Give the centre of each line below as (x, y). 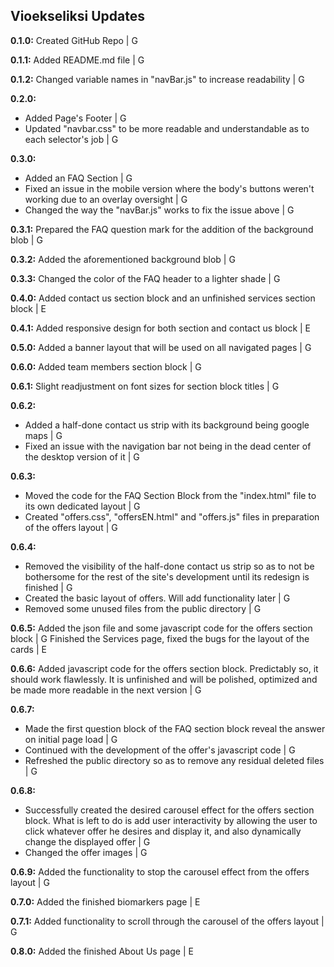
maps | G (43, 435)
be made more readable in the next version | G (106, 690)
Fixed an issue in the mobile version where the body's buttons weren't (169, 188)
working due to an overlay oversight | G (106, 199)
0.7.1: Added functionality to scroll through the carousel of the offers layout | (167, 921)
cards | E (28, 649)
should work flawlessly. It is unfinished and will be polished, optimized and (164, 679)
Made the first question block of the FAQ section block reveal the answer (175, 728)
